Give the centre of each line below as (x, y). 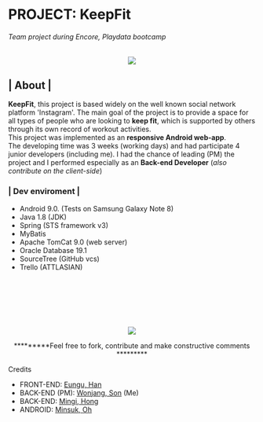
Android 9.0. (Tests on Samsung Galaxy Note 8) (97, 208)
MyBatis (33, 233)
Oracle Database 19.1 (53, 250)
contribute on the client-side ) (55, 171)
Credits (20, 369)
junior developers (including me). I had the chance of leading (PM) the (122, 154)
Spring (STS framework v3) (64, 225)
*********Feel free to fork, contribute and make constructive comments (132, 345)
